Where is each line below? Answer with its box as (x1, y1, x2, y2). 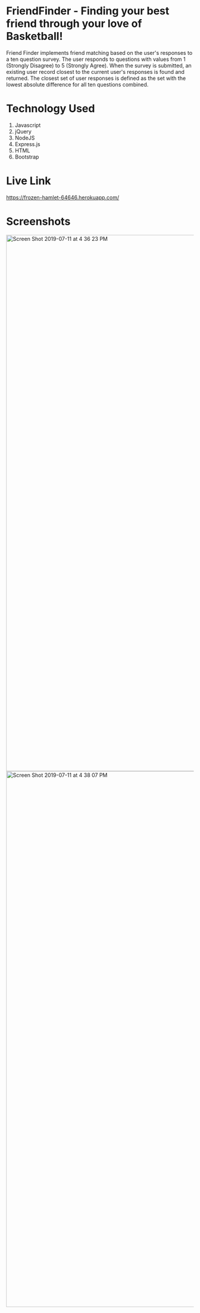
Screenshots (6, 215, 71, 228)
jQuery (14, 128, 32, 135)
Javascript (14, 121, 41, 129)
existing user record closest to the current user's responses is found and (6, 68, 185, 75)
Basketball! (6, 30, 63, 43)
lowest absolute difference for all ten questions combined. (6, 80, 149, 88)
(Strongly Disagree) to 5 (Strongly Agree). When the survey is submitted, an (6, 61, 192, 69)
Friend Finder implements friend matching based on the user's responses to (6, 49, 193, 56)
